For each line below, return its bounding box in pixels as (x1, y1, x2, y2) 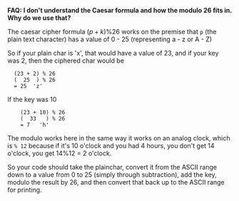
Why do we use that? (7, 14, 71, 22)
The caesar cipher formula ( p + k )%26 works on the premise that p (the (7, 28, 217, 36)
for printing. (7, 185, 42, 194)
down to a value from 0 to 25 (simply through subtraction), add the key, (7, 170, 217, 179)
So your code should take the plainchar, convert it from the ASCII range (7, 163, 218, 171)
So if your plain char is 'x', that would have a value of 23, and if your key (7, 49, 219, 57)
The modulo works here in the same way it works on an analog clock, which (7, 134, 230, 142)
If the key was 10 (7, 96, 57, 103)
